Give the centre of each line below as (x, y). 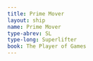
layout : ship (26, 20)
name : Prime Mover (34, 27)
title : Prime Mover (36, 14)
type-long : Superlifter (42, 40)
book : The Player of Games (47, 46)
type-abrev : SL (30, 33)
